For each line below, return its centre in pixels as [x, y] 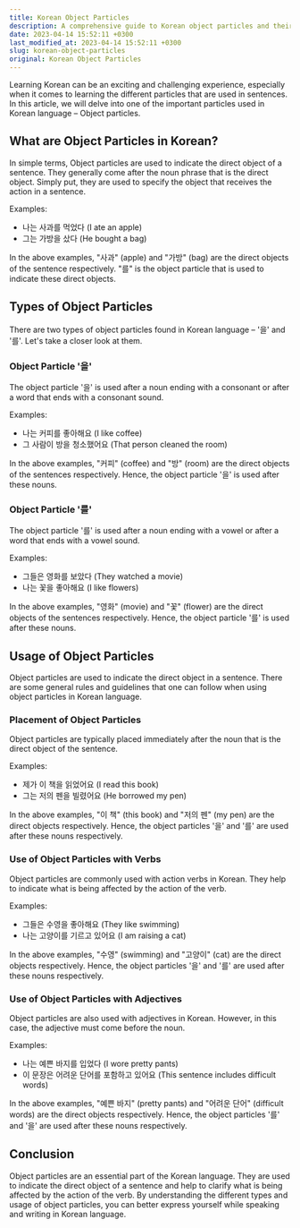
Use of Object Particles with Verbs [85, 859]
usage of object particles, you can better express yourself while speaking [144, 1204]
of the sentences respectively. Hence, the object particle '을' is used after [144, 474]
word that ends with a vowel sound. [75, 541]
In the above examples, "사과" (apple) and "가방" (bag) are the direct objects [149, 257]
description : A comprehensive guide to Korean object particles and [139, 26]
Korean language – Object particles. [75, 113]
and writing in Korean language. [68, 1214]
